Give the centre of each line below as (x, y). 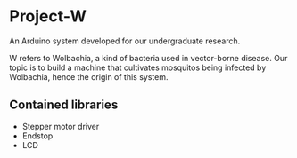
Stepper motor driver (61, 126)
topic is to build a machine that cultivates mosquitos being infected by (138, 67)
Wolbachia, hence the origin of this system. (89, 76)
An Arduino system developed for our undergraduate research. (125, 41)
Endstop (37, 136)
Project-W (48, 16)
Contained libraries (64, 105)
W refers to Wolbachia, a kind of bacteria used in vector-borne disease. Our (148, 58)
